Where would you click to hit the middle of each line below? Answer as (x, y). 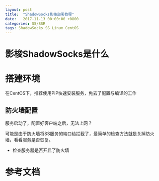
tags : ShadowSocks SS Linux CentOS (42, 28)
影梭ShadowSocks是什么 (57, 54)
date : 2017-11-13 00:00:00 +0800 (42, 19)
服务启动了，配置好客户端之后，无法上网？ (49, 123)
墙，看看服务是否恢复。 (29, 140)
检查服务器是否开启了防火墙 (41, 150)
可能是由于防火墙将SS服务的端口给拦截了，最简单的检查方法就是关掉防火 (80, 134)
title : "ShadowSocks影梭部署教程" (40, 14)
